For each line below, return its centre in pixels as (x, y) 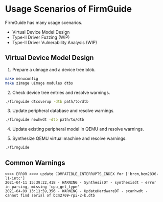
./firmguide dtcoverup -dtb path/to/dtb (47, 101)
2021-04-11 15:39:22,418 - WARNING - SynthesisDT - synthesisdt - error (81, 182)
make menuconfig (22, 79)
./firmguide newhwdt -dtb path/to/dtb (45, 120)
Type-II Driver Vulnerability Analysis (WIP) (55, 42)
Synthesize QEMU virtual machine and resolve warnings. (69, 138)
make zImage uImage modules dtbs (39, 83)
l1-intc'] (15, 178)
